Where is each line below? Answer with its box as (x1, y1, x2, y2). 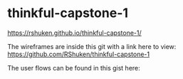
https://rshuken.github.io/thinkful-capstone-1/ (7, 28, 142, 37)
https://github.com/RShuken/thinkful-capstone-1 (7, 50, 150, 58)
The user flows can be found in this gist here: (7, 63, 140, 72)
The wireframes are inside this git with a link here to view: (7, 42, 177, 51)
